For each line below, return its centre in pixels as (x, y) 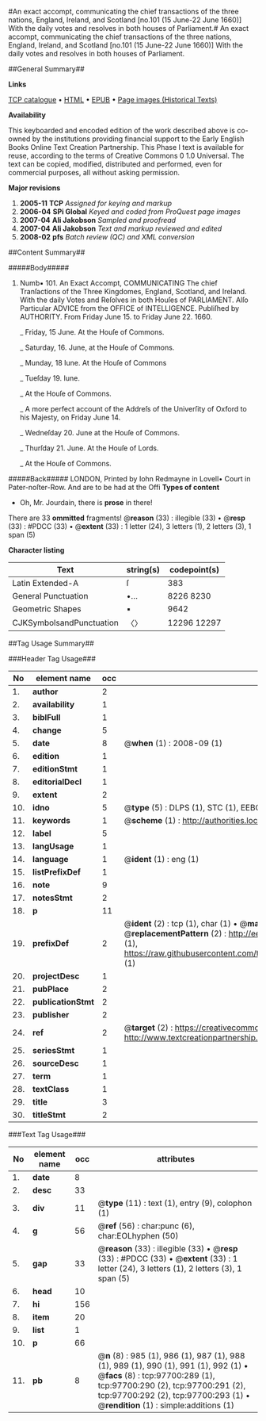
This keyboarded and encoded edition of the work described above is (122, 130)
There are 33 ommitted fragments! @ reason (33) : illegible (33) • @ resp (127, 518)
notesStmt (53, 898)
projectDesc (56, 976)
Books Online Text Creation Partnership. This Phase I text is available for (126, 147)
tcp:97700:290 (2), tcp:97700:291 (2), (172, 1385)
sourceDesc (56, 1063)
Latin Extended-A (46, 583)
